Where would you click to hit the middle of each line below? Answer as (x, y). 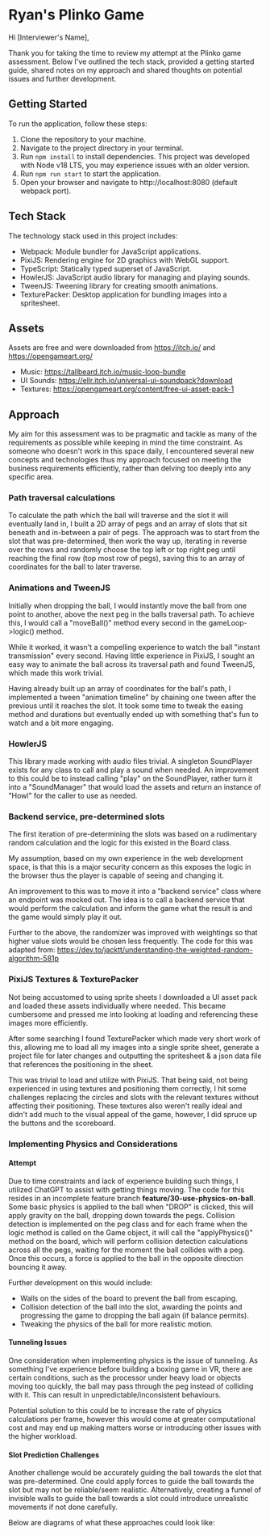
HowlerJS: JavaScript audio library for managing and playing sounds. (135, 277)
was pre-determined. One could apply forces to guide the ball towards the (131, 1482)
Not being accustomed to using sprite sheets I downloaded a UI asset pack (133, 997)
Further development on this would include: (81, 1282)
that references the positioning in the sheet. (81, 1064)
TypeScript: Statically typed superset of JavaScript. (106, 268)
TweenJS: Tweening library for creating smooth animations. (119, 285)
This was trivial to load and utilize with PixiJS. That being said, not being (128, 1080)
